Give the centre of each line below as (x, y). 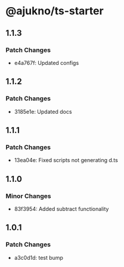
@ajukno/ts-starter (55, 11)
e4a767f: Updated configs (46, 63)
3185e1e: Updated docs (43, 111)
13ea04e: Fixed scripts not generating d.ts (66, 160)
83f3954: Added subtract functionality (61, 209)
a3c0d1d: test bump (39, 257)
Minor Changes (28, 196)
